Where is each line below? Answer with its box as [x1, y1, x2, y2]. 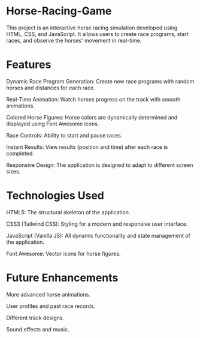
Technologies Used [6, 189, 105, 202]
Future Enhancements [6, 271, 119, 285]
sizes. [6, 167, 21, 175]
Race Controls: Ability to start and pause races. [6, 131, 123, 139]
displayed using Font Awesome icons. [6, 120, 99, 127]
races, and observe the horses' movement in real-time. [6, 37, 142, 44]
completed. [6, 149, 34, 157]
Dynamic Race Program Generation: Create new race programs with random [6, 77, 195, 85]
